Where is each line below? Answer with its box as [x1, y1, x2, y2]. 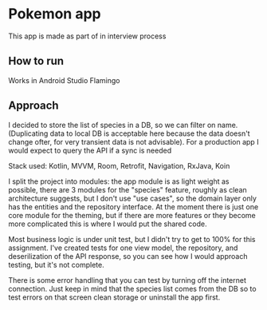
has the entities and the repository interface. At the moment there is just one [8, 201, 259, 212]
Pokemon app [8, 5, 101, 23]
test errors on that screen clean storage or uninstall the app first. [8, 292, 221, 302]
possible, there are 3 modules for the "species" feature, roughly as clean [8, 185, 247, 194]
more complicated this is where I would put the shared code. [8, 219, 207, 229]
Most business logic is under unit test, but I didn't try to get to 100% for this [8, 234, 256, 244]
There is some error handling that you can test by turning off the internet [8, 275, 247, 284]
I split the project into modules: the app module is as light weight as [8, 177, 230, 186]
